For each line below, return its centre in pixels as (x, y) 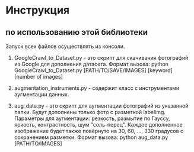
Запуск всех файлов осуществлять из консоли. (65, 46)
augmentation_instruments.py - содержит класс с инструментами (97, 88)
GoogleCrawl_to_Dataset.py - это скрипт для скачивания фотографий (101, 58)
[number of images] (38, 77)
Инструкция (37, 10)
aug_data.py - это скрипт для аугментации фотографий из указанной (101, 106)
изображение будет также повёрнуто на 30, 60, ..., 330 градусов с (99, 131)
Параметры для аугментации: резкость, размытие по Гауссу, (92, 118)
